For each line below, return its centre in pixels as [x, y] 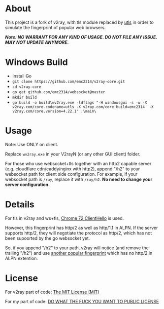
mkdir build [24, 97]
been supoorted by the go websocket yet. [48, 238]
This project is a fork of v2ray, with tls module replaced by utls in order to [80, 22]
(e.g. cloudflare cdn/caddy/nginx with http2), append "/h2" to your [73, 169]
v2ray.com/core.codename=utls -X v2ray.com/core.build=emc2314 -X [83, 107]
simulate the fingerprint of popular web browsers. [55, 27]
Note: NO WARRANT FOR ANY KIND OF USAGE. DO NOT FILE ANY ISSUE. [81, 37]
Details [20, 204]
